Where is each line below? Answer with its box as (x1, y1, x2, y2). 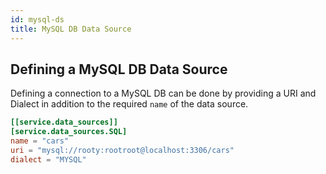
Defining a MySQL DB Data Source (10, 61, 228, 78)
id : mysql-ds (10, 14, 65, 25)
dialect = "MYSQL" (10, 154, 87, 165)
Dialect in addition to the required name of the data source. (10, 98, 249, 110)
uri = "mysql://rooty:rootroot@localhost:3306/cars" (10, 145, 235, 155)
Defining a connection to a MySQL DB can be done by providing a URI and (10, 87, 317, 100)
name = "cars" (10, 136, 70, 146)
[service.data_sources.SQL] (10, 127, 128, 137)
